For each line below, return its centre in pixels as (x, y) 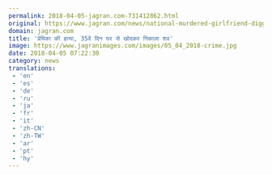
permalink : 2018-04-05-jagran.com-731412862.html (94, 16)
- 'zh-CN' (28, 128)
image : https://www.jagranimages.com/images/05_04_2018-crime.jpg (123, 46)
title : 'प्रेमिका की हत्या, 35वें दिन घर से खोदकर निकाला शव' (91, 38)
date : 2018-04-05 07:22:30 (54, 53)
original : (25, 23)
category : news (34, 61)
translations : (32, 69)
